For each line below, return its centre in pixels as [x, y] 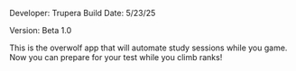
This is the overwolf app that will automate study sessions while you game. [148, 48]
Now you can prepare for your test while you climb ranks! [116, 57]
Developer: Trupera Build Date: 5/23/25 [83, 13]
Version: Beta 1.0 [41, 30]
